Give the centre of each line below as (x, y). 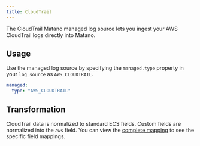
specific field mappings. (36, 136)
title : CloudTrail (29, 12)
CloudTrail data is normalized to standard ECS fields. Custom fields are (94, 124)
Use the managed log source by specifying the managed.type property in (95, 68)
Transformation (36, 109)
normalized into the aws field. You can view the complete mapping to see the (100, 130)
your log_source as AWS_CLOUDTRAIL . (50, 74)
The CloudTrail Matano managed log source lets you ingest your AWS (92, 29)
